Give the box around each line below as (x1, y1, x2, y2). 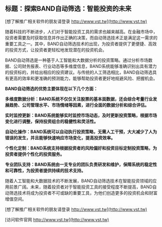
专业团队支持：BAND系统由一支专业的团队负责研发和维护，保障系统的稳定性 (5, 162, 157, 167)
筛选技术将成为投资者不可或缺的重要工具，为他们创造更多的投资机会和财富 (9, 190, 158, 195)
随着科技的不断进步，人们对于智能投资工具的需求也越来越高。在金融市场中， (5, 29, 158, 34)
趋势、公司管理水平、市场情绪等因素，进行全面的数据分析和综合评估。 (9, 102, 149, 108)
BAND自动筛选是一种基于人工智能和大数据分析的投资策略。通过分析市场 (5, 57, 148, 63)
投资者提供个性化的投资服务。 (5, 151, 64, 157)
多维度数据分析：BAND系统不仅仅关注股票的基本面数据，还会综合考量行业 (5, 96, 153, 102)
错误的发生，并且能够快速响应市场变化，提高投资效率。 (5, 135, 115, 141)
